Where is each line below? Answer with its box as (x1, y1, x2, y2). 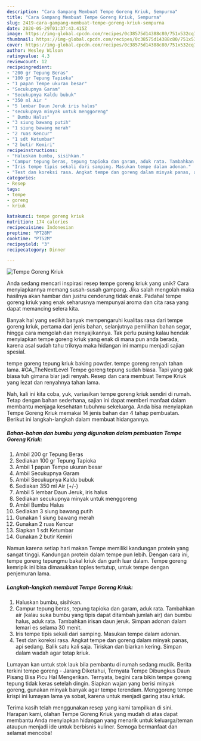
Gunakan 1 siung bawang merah (15, 514, 95, 522)
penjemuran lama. (7, 570, 51, 577)
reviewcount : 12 (7, 58, 47, 64)
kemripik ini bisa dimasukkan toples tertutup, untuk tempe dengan (7, 564, 169, 571)
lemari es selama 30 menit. (15, 624, 82, 631)
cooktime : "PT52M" (7, 235, 52, 241)
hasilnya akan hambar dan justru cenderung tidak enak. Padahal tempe (7, 293, 181, 300)
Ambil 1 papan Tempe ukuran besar (15, 463, 103, 471)
